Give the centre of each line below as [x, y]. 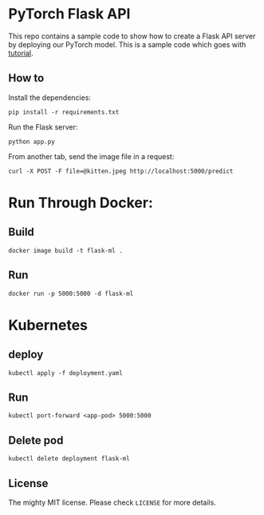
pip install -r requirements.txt [64, 112]
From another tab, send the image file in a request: [91, 156]
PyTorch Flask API [69, 14]
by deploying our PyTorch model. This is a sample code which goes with [127, 44]
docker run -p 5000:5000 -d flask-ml [71, 293]
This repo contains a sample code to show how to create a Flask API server [132, 36]
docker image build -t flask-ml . [66, 250]
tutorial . [21, 53]
